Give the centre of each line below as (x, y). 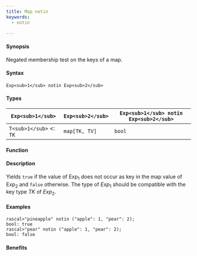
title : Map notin (27, 11)
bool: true (19, 224)
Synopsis (18, 46)
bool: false (21, 235)
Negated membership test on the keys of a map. (64, 59)
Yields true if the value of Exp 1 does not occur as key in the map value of (94, 177)
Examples (18, 207)
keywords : (18, 17)
